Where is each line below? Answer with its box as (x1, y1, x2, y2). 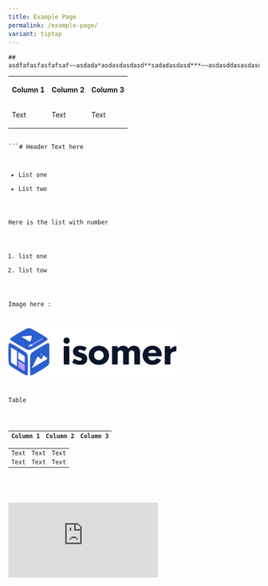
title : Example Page (8, 13, 77, 21)
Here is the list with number (8, 218, 109, 227)
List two (18, 185, 48, 193)
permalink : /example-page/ (8, 21, 98, 30)
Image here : (8, 300, 52, 308)
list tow (18, 266, 48, 275)
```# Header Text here (8, 142, 84, 151)
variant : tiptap (8, 30, 62, 38)
